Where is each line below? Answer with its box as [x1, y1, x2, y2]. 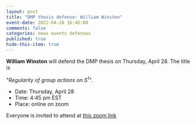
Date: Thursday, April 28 [14, 88, 74, 95]
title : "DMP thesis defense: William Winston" [6, 14, 123, 20]
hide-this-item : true [6, 42, 60, 48]
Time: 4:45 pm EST [14, 94, 62, 101]
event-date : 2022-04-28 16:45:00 [6, 19, 89, 25]
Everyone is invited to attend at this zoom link [6, 111, 117, 119]
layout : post [6, 8, 38, 15]
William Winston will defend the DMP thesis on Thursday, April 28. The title [6, 57, 190, 65]
